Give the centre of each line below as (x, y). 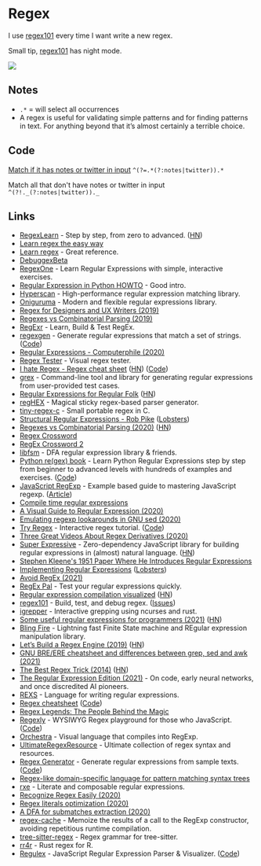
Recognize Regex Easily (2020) (70, 795)
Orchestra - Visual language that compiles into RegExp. (109, 737)
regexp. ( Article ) (46, 494)
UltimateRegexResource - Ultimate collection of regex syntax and (125, 745)
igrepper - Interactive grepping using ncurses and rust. (108, 611)
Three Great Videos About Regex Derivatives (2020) (104, 536)
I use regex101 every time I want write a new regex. (91, 35)
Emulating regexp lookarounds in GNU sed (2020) (100, 519)
